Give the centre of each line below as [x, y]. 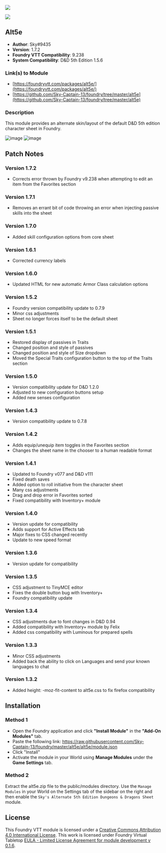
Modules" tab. [27, 736]
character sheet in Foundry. [33, 129]
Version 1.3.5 [21, 577]
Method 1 [17, 720]
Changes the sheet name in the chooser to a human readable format [82, 450]
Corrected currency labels [39, 260]
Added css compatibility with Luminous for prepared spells [72, 632]
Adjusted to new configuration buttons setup [58, 392]
